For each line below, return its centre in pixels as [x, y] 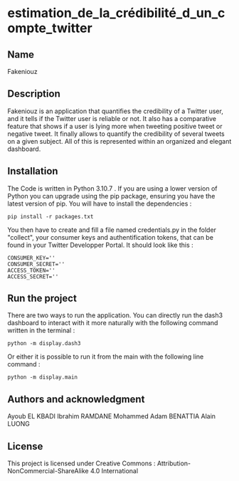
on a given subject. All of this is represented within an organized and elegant [119, 141]
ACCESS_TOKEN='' [31, 270]
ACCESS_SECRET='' [33, 276]
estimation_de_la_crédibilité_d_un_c [116, 13]
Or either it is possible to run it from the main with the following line [106, 356]
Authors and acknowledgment [76, 399]
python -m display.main [43, 377]
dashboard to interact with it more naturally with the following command [113, 323]
